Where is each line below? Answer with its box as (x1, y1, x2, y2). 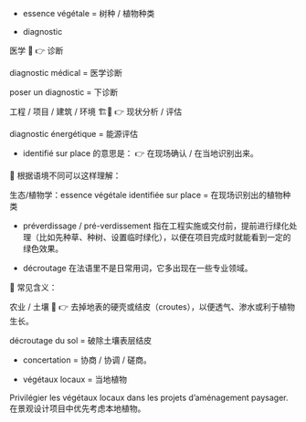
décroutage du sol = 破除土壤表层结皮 (9, 335, 153, 345)
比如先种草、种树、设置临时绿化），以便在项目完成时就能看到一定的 (38, 232, 291, 242)
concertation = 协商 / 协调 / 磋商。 (22, 354, 153, 365)
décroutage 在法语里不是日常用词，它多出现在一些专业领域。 (22, 263, 253, 273)
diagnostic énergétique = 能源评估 (9, 129, 139, 139)
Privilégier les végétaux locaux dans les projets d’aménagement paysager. (9, 392, 290, 403)
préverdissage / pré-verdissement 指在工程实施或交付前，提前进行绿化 (22, 220, 290, 231)
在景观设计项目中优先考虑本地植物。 (9, 403, 146, 414)
